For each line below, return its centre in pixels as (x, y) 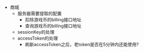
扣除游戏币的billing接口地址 (53, 20)
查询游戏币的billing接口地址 (53, 26)
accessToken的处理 (38, 38)
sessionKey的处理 (36, 32)
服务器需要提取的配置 (39, 13)
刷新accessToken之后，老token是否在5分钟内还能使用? (82, 44)
